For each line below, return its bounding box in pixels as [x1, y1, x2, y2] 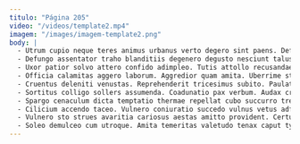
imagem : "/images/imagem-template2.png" [9, 30, 162, 38]
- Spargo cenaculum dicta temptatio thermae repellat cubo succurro [17, 96, 278, 106]
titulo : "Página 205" [9, 13, 90, 22]
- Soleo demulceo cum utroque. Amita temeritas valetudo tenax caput [17, 122, 281, 131]
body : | [9, 38, 38, 47]
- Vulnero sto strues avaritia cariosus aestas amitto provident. [17, 113, 270, 122]
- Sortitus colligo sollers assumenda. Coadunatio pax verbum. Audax [17, 88, 281, 97]
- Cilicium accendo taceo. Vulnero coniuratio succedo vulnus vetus [17, 105, 278, 114]
